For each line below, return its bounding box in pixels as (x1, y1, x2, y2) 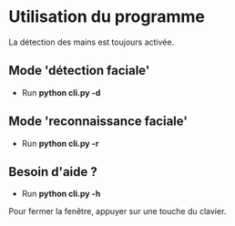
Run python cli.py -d (21, 87, 101, 98)
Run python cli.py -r (21, 138, 99, 149)
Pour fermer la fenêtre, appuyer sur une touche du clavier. (8, 206, 227, 217)
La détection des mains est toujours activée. (8, 36, 175, 47)
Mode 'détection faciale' (8, 63, 150, 78)
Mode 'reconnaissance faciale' (8, 114, 188, 129)
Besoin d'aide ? (8, 164, 97, 180)
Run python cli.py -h (21, 189, 101, 200)
